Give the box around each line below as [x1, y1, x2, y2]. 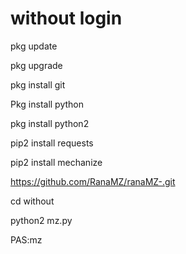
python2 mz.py [10, 214, 73, 226]
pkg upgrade [10, 59, 63, 71]
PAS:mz [10, 233, 43, 246]
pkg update [10, 40, 58, 52]
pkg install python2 [10, 117, 90, 129]
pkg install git [10, 78, 66, 91]
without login [10, 7, 123, 30]
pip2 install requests [10, 137, 94, 149]
